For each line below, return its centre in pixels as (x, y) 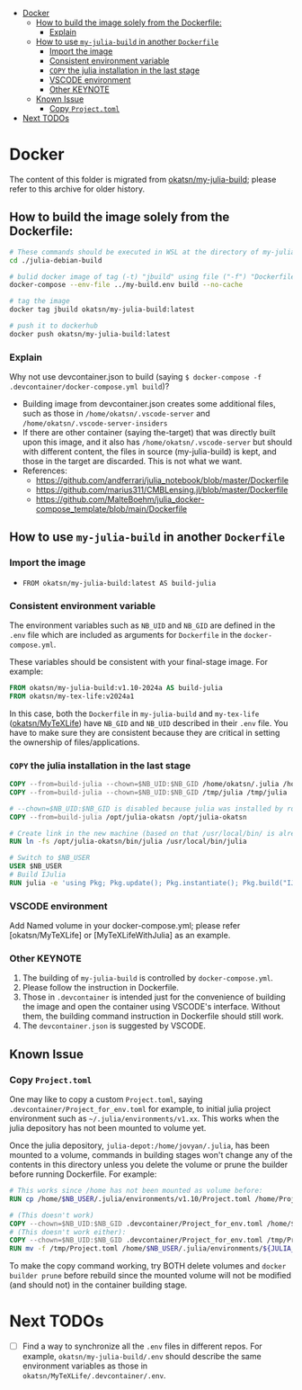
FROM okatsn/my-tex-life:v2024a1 (72, 696)
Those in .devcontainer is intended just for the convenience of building (154, 997)
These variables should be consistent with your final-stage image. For (138, 662)
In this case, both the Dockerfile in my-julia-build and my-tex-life (134, 713)
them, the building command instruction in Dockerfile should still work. (153, 1017)
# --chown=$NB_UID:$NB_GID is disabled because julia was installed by (146, 809)
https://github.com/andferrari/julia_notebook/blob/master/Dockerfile (162, 480)
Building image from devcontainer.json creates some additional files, (149, 404)
